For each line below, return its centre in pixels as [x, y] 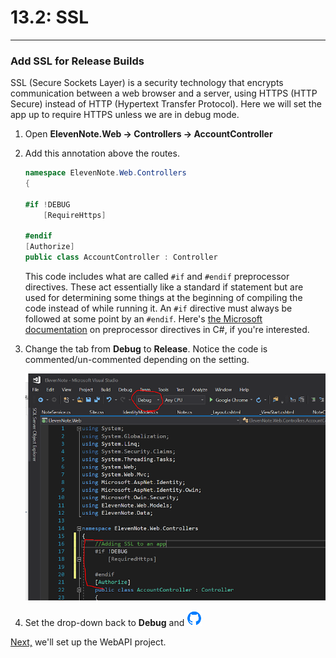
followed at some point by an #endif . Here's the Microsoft [143, 319]
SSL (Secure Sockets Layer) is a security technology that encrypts [147, 83]
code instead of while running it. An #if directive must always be [158, 308]
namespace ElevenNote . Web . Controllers [105, 173]
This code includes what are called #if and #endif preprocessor [157, 277]
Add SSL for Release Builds [77, 61]
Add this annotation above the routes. [102, 153]
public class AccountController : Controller [121, 257]
